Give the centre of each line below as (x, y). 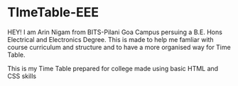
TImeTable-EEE (53, 12)
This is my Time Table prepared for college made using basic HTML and (113, 68)
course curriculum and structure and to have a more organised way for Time (119, 47)
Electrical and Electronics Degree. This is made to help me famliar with (111, 39)
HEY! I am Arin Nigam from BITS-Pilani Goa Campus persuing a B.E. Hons (115, 32)
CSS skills (22, 76)
